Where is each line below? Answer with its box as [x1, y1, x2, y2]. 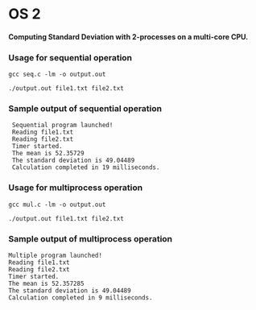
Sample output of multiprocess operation [8, 233, 173, 244]
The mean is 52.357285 [8, 279, 85, 287]
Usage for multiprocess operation [8, 182, 143, 193]
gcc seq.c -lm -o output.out [8, 70, 106, 79]
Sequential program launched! [11, 122, 114, 130]
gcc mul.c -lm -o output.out [8, 200, 106, 209]
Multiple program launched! [8, 251, 103, 259]
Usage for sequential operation [8, 52, 133, 63]
